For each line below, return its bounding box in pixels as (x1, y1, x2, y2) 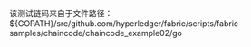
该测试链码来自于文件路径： (9, 8, 113, 18)
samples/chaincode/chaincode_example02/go (9, 28, 183, 38)
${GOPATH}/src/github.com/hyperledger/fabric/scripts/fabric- (9, 18, 243, 29)
